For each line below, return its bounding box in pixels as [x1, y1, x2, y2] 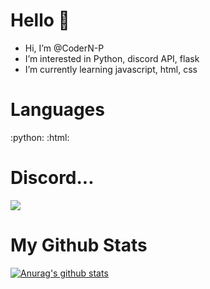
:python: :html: [10, 131, 70, 143]
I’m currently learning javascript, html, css [24, 63, 198, 75]
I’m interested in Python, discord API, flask [24, 52, 200, 64]
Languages [10, 99, 105, 121]
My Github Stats [10, 234, 148, 256]
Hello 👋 [10, 9, 70, 32]
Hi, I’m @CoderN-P [24, 42, 105, 54]
